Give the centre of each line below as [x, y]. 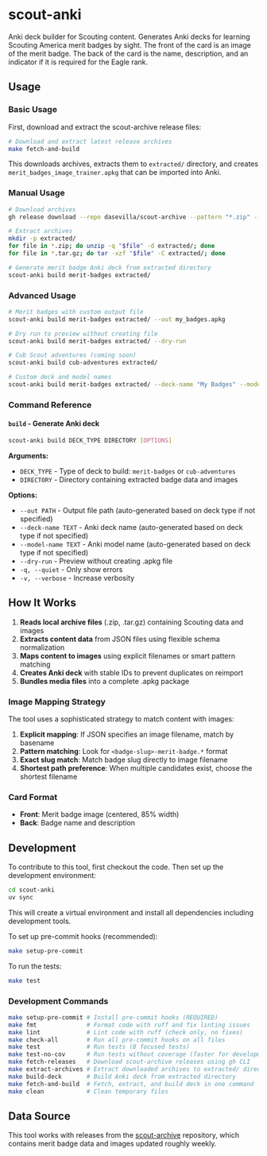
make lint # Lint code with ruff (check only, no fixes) [126, 1032]
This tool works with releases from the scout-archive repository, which [124, 1135]
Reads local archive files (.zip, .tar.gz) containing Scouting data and [132, 622]
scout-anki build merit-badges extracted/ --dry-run [97, 341]
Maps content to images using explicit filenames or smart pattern [128, 655]
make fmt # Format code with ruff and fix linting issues [129, 1025]
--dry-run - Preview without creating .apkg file [96, 561]
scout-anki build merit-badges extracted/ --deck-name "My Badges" [122, 385]
